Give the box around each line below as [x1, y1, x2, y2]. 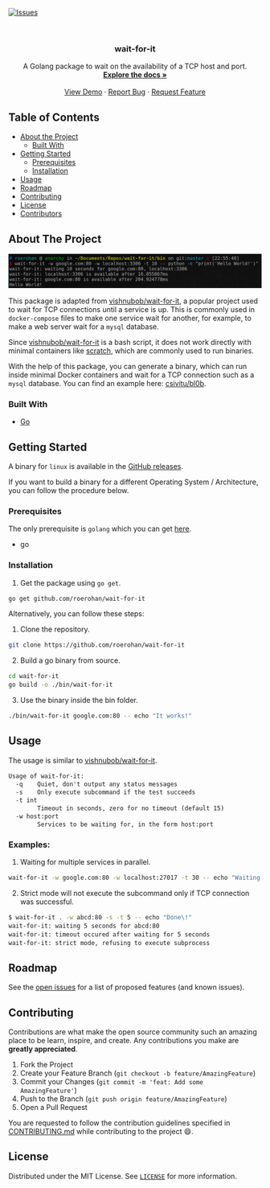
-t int [15, 796, 38, 804]
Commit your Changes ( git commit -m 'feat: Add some [19, 1077, 203, 1087]
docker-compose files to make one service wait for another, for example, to [8, 313, 252, 323]
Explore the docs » [103, 70, 167, 80]
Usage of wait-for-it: [8, 772, 84, 780]
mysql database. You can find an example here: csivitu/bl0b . [8, 378, 207, 388]
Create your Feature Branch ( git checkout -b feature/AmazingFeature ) [19, 1068, 256, 1078]
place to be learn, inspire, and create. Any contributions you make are [8, 1036, 239, 1046]
